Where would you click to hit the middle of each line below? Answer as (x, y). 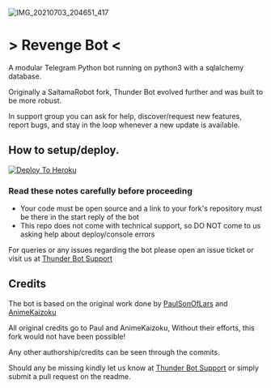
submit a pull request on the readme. (70, 376)
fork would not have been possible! (67, 336)
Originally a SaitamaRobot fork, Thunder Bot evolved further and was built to (136, 92)
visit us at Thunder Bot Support (61, 258)
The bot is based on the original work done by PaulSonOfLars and (118, 303)
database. (25, 76)
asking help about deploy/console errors (87, 234)
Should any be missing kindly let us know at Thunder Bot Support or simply (133, 368)
